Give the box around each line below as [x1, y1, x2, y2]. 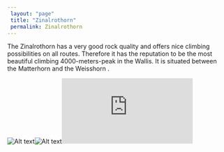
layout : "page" [10, 10, 54, 17]
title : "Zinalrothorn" [10, 17, 77, 24]
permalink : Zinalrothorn [10, 23, 82, 30]
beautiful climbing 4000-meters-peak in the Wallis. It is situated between [7, 57, 218, 66]
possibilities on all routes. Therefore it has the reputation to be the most [7, 50, 213, 58]
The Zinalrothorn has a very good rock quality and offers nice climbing [7, 43, 210, 51]
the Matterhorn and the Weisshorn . [7, 64, 110, 73]
